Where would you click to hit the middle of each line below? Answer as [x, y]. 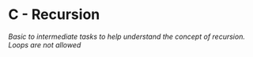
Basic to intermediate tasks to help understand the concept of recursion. [126, 36]
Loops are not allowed [45, 44]
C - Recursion [54, 15]
